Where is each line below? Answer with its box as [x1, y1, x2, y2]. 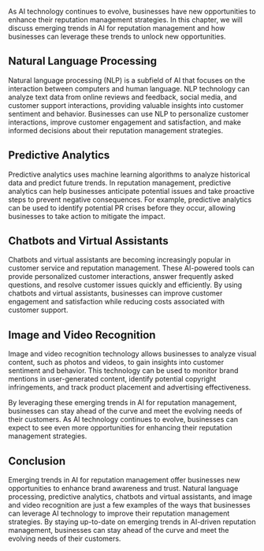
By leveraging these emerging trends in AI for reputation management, [8, 398, 237, 408]
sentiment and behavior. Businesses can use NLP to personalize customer [8, 109, 249, 118]
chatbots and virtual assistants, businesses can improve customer [8, 289, 223, 298]
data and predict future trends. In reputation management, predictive [8, 177, 232, 188]
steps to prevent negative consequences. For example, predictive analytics [8, 195, 252, 204]
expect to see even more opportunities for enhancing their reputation [8, 423, 232, 433]
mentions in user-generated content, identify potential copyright [8, 374, 217, 384]
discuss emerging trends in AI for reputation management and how [8, 24, 225, 32]
